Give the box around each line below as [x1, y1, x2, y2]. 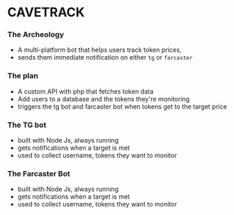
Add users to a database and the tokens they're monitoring [17, 94, 190, 103]
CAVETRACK [7, 4, 85, 21]
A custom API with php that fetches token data [17, 87, 154, 96]
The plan [7, 71, 39, 81]
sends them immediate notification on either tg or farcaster [17, 53, 193, 62]
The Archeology [7, 30, 65, 40]
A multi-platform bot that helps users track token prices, [17, 45, 182, 54]
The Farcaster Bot [7, 169, 71, 178]
